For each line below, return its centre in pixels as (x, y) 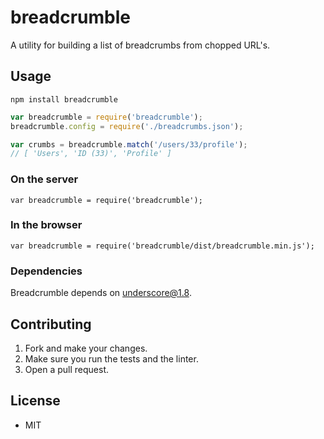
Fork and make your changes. (86, 348)
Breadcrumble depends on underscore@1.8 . (101, 293)
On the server (44, 179)
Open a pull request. (67, 369)
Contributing (51, 324)
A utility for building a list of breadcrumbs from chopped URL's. (140, 45)
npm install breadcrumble (64, 99)
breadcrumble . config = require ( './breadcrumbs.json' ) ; (127, 126)
